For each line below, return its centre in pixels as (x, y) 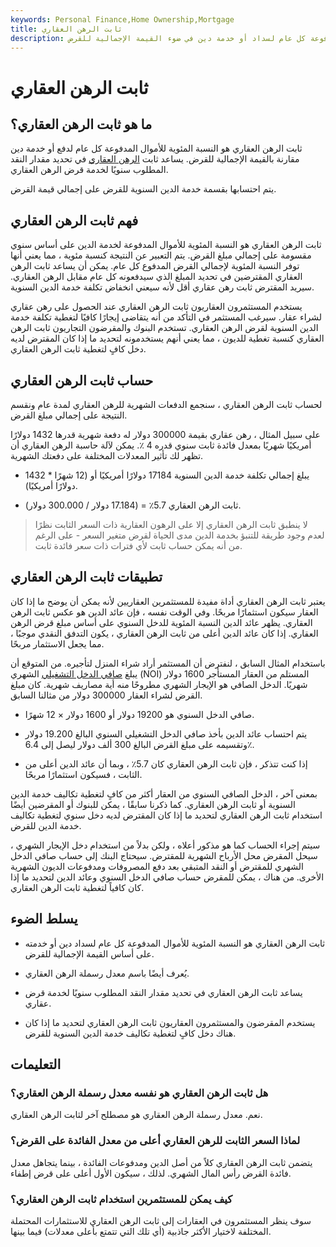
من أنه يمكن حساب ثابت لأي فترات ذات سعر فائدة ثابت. (138, 545)
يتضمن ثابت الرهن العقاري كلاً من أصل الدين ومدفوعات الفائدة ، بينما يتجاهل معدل (161, 1162)
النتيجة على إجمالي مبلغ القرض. (69, 415)
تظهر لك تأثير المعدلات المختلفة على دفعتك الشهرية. (107, 455)
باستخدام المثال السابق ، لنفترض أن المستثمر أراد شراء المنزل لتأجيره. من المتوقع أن (168, 663)
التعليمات (36, 1064)
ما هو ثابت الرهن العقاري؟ (81, 124)
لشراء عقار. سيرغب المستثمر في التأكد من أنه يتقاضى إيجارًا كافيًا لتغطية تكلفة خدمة (166, 317)
